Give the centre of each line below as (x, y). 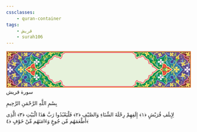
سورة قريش (20, 92)
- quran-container (39, 18)
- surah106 (30, 37)
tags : (13, 25)
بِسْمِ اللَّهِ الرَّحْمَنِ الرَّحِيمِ (32, 103)
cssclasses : (21, 12)
